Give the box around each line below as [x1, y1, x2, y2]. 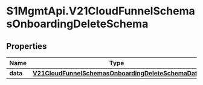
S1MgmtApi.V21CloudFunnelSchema [6, 4, 195, 18]
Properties [6, 41, 47, 51]
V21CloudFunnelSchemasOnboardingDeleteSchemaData [32, 69, 201, 77]
